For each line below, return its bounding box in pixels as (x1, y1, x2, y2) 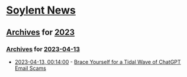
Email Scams (14, 65, 46, 72)
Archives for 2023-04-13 (6, 45, 80, 53)
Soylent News (6, 4, 76, 17)
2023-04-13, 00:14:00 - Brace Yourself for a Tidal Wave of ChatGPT (14, 58, 182, 65)
